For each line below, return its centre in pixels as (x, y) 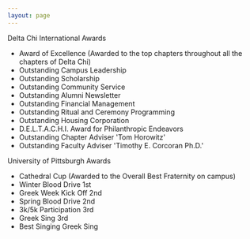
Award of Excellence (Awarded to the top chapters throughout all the (131, 53)
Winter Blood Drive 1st (55, 184)
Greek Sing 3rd (44, 218)
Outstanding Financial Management (77, 103)
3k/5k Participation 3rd (56, 209)
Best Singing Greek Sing (59, 226)
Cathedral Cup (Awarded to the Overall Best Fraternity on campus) (127, 176)
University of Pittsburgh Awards (59, 161)
